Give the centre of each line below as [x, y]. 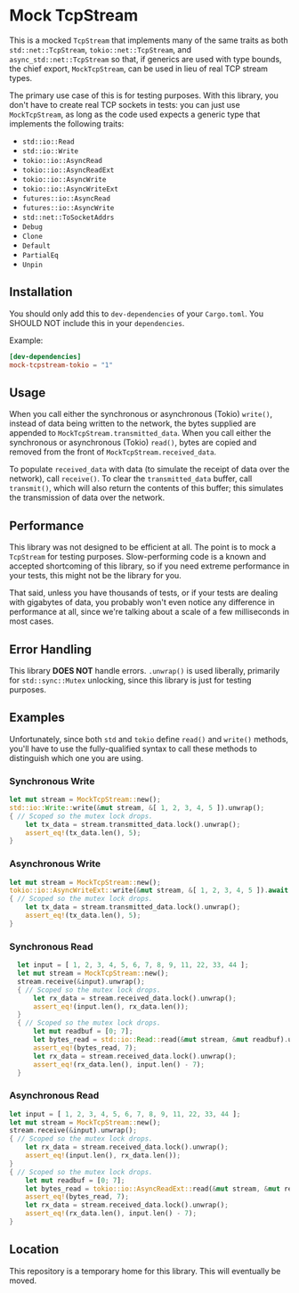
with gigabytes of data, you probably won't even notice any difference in [142, 602]
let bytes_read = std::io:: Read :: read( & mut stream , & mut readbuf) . [161, 1040]
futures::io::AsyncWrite [68, 208]
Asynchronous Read [54, 1095]
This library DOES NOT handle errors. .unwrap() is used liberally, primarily [145, 670]
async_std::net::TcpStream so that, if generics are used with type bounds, [145, 59]
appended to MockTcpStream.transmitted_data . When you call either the [140, 433]
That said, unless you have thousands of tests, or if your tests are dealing [144, 593]
